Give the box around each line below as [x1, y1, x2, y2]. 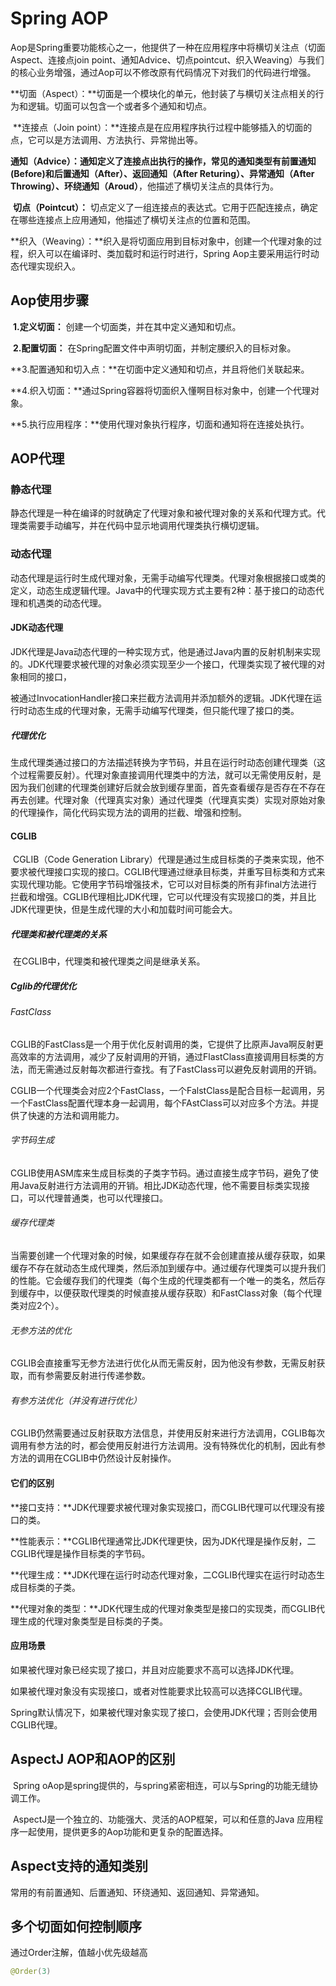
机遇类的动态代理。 [27, 597, 107, 609]
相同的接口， [18, 670, 72, 682]
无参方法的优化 [10, 1324, 72, 1336]
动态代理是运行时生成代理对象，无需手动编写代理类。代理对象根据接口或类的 [10, 572, 326, 584]
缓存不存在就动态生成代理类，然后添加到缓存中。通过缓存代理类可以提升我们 [10, 1262, 326, 1274]
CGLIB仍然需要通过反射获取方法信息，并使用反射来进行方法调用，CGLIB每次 [10, 1427, 326, 1439]
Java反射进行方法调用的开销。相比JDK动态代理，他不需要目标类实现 [18, 1179, 302, 1191]
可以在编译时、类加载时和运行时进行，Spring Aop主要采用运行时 [44, 247, 311, 259]
